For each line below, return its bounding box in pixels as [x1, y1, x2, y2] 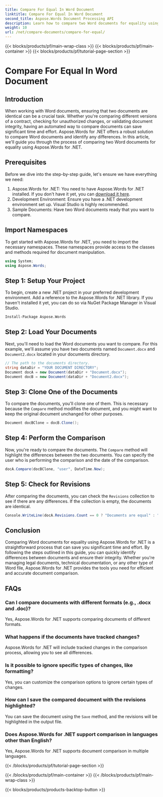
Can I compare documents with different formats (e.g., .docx [5, 599, 151, 606]
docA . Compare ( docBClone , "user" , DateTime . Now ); [5, 466, 105, 472]
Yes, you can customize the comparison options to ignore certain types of [5, 679, 153, 685]
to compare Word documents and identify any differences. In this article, [5, 134, 150, 139]
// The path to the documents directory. [5, 361, 90, 365]
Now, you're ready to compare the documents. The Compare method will [5, 447, 148, 453]
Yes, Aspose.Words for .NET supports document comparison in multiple [5, 748, 149, 754]
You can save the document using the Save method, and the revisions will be [5, 713, 158, 719]
